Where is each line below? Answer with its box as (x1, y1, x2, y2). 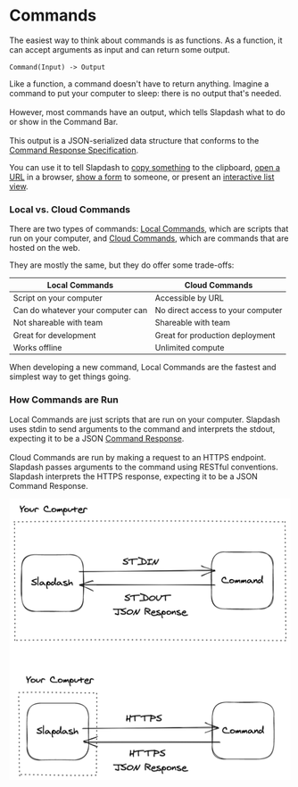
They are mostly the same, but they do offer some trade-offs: (9, 260, 235, 270)
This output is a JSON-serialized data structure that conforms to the (9, 135, 260, 145)
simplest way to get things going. (9, 371, 131, 382)
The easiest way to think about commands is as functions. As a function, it (9, 35, 283, 46)
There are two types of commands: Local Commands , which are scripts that (9, 224, 289, 235)
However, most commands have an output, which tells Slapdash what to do (9, 106, 286, 117)
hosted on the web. (9, 243, 80, 253)
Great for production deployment (154, 329, 276, 340)
